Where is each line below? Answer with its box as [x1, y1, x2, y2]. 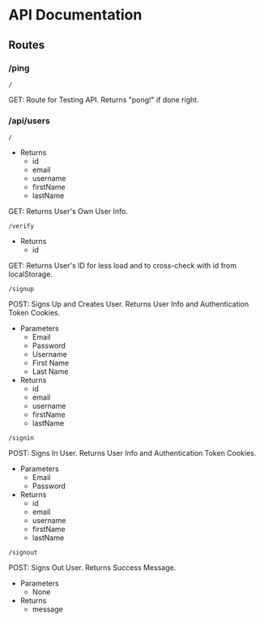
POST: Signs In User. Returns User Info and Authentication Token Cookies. [8, 448, 257, 458]
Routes [8, 38, 45, 52]
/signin [8, 434, 35, 443]
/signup [8, 285, 35, 294]
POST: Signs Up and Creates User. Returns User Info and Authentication [8, 299, 249, 309]
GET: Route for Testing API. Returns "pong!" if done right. [8, 95, 200, 105]
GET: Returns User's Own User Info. [8, 207, 128, 217]
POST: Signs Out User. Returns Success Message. [8, 563, 177, 573]
